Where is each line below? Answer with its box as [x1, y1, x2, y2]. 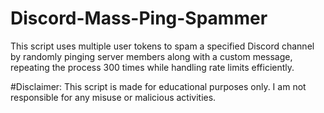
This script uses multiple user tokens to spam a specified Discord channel [10, 40, 315, 52]
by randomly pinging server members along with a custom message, [10, 50, 293, 62]
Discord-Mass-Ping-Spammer [10, 7, 268, 30]
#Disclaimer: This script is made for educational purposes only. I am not [10, 80, 307, 92]
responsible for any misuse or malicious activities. [10, 91, 217, 103]
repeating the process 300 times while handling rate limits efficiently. [10, 61, 295, 73]
